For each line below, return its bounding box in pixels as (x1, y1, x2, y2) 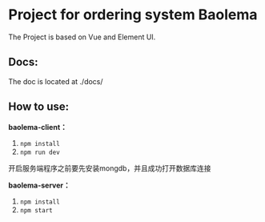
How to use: (8, 100, 70, 114)
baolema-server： (8, 180, 70, 190)
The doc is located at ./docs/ (8, 76, 103, 86)
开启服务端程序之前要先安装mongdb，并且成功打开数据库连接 (8, 163, 211, 173)
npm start (19, 206, 54, 214)
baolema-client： (8, 122, 68, 131)
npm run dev (19, 148, 60, 156)
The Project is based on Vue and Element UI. (8, 32, 156, 42)
